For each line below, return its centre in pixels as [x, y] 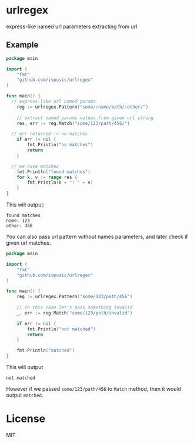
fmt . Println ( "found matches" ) [54, 172]
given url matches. [29, 243]
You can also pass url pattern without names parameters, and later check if [97, 236]
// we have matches [35, 166]
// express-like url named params [53, 102]
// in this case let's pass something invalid [75, 307]
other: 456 [19, 226]
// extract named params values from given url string [85, 118]
